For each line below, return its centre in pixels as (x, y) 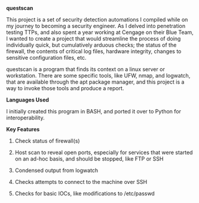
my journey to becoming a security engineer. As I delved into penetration (96, 26)
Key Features (23, 129)
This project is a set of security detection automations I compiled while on (97, 19)
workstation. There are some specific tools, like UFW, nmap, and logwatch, (98, 76)
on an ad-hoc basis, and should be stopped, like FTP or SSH (89, 159)
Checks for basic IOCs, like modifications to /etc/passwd (85, 193)
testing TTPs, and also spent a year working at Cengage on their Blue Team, (100, 32)
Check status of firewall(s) (47, 141)
